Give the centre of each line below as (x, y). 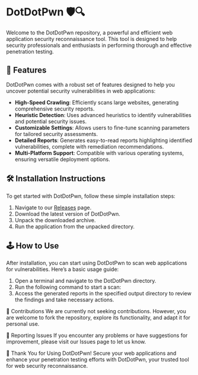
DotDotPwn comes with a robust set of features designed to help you (90, 84)
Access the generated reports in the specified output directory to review (103, 294)
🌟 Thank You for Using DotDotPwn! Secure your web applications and (91, 353)
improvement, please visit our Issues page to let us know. (76, 342)
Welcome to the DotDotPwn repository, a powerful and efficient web (90, 32)
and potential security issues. (51, 121)
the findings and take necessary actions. (64, 300)
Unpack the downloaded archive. (55, 220)
